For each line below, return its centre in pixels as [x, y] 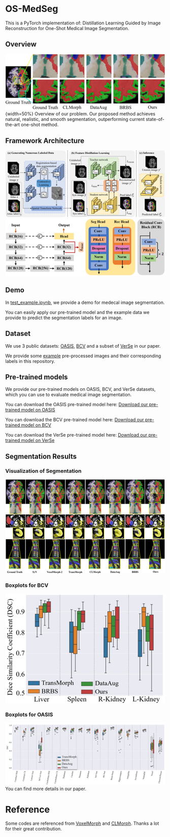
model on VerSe [38, 441]
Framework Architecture [45, 141]
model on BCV [36, 425]
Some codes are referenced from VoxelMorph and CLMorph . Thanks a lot [82, 823]
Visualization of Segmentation [44, 471]
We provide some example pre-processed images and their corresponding [83, 356]
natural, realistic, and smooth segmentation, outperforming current [75, 119]
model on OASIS [38, 410]
